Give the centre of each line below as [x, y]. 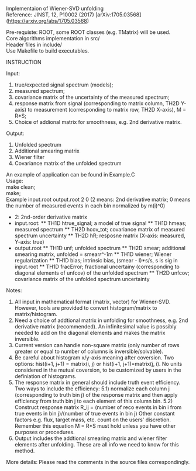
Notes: [14, 290]
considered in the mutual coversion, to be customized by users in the [98, 370]
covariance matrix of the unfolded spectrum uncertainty [82, 279]
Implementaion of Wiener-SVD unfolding [55, 8]
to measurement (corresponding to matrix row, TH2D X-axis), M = [107, 110]
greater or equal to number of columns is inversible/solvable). [89, 351]
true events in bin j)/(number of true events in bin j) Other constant [94, 413]
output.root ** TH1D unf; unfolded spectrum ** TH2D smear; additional [100, 248]
